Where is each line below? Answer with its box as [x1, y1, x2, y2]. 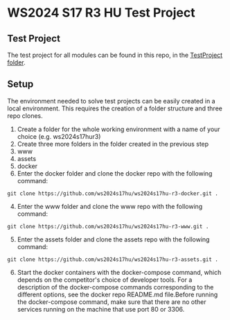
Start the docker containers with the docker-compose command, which [17, 268, 222, 276]
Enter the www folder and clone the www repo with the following [17, 202, 203, 210]
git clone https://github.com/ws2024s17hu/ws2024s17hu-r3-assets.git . [7, 255, 218, 263]
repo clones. [7, 111, 43, 119]
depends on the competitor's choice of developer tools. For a [17, 276, 193, 284]
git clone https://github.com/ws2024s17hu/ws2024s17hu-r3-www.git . [7, 223, 209, 230]
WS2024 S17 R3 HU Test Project [7, 5, 195, 21]
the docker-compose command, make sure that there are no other [17, 297, 206, 306]
